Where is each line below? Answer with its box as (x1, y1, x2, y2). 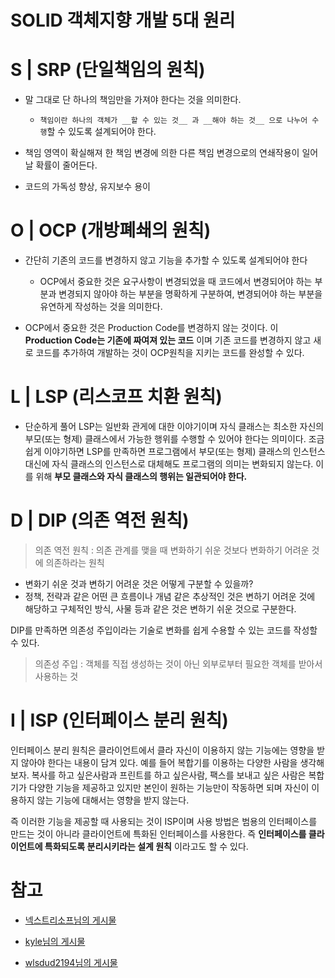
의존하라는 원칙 (45, 556, 105, 568)
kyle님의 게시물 (24, 935, 86, 947)
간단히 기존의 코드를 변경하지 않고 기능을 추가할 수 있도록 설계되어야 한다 (24, 254, 308, 266)
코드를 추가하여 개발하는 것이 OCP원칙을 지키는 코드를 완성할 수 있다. (35, 347, 305, 359)
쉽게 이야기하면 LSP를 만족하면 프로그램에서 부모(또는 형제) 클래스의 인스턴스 (24, 446, 326, 457)
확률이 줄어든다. (35, 159, 98, 171)
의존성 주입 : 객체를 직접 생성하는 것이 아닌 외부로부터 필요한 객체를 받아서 (34, 657, 323, 670)
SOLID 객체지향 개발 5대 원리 (10, 9, 236, 32)
